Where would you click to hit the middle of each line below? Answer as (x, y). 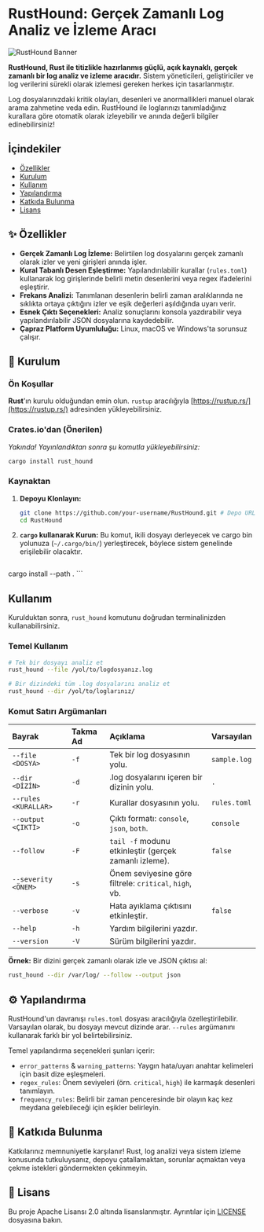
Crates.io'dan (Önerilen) (55, 430)
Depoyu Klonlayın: (50, 498)
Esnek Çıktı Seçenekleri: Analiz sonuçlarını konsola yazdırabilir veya (130, 312)
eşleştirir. (34, 287)
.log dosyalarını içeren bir (156, 777)
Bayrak (26, 737)
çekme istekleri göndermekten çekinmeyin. (78, 1168)
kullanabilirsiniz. (34, 626)
